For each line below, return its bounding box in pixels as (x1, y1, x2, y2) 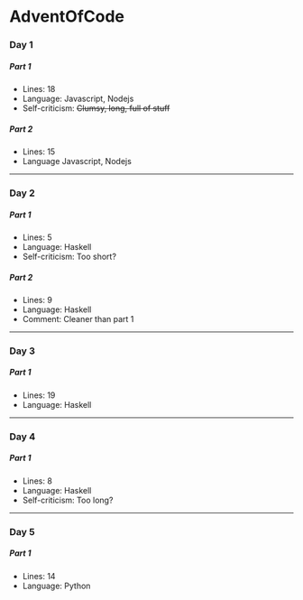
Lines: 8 (22, 475, 52, 486)
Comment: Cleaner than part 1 (22, 313, 134, 324)
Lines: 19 (22, 390, 56, 401)
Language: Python (22, 580, 91, 591)
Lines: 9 (22, 294, 52, 305)
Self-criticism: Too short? (22, 251, 117, 262)
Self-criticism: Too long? (22, 494, 114, 505)
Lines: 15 (22, 146, 56, 157)
